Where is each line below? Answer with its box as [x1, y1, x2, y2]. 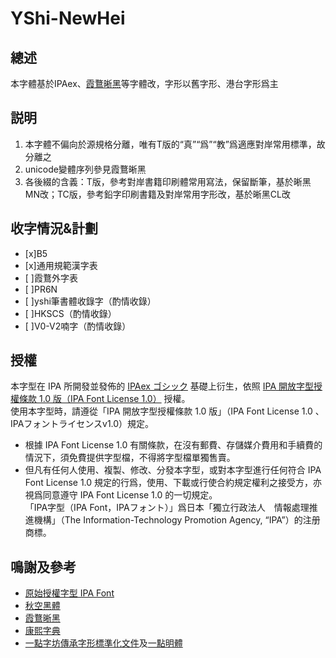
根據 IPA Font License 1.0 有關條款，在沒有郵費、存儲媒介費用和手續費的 [24, 439, 323, 451]
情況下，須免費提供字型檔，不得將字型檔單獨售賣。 [24, 452, 236, 464]
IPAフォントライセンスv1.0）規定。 [10, 418, 155, 430]
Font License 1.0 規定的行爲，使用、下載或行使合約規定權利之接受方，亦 [24, 477, 323, 489]
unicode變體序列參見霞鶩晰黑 [24, 163, 147, 175]
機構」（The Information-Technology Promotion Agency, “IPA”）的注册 [33, 514, 321, 526]
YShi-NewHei [10, 7, 126, 30]
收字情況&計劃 [10, 220, 99, 237]
